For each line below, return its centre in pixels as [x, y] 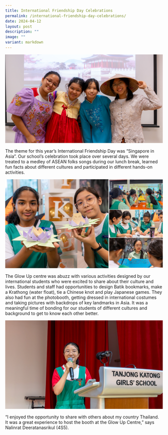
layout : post [19, 27]
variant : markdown [24, 43]
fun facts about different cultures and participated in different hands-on [79, 167]
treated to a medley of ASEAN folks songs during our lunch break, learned [81, 162]
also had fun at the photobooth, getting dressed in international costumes [81, 297]
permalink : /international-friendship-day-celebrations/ [66, 16]
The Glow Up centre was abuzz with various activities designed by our [78, 276]
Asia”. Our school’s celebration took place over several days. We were [77, 156]
